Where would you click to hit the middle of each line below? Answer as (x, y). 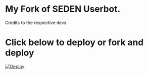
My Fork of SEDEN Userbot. (63, 9)
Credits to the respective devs (36, 23)
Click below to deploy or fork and (74, 42)
